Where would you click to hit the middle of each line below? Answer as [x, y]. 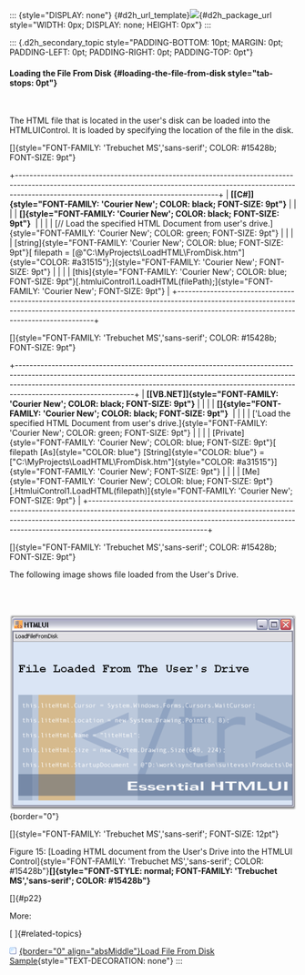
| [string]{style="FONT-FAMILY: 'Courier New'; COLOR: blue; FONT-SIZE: [147, 243]
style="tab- [250, 73]
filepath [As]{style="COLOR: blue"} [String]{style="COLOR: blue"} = [137, 452]
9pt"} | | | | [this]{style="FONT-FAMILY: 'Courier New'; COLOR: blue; [159, 272]
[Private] [229, 433]
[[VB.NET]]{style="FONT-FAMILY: [213, 394]
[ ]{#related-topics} [46, 934]
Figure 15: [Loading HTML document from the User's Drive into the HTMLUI [151, 852]
